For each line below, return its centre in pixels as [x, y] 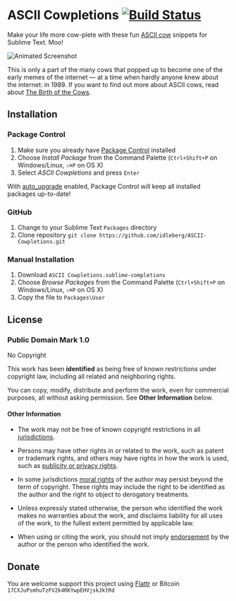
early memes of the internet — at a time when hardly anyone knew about [113, 77]
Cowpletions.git [41, 241]
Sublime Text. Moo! [35, 42]
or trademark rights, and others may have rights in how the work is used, [123, 458]
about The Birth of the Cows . [49, 92]
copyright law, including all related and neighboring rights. [92, 376]
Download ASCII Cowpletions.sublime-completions [91, 275]
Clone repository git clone [57, 235]
